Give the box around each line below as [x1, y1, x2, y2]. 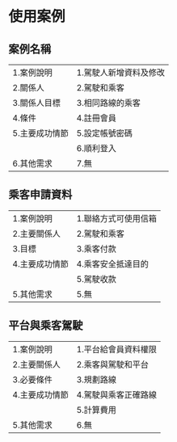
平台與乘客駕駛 [8, 318, 83, 332]
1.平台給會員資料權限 [76, 343, 158, 355]
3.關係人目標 [12, 98, 61, 108]
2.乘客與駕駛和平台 [76, 359, 150, 370]
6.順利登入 [76, 143, 117, 154]
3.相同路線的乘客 [76, 98, 141, 108]
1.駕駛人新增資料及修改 [76, 67, 166, 78]
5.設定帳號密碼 [76, 128, 133, 138]
